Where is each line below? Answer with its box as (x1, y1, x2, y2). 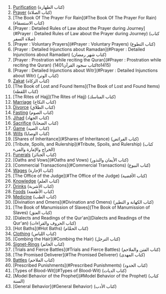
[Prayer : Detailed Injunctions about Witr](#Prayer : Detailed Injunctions (12, 67, 158, 73)
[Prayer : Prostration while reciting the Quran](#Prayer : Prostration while (12, 57, 162, 62)
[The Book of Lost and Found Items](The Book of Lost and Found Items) (12, 83, 160, 89)
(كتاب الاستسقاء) (12, 20, 45, 26)
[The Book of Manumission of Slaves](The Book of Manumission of (12, 204, 150, 210)
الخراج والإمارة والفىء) (12, 146, 55, 152)
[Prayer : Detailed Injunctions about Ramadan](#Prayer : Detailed (12, 47, 145, 52)
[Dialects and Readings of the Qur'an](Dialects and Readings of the (12, 215, 150, 221)
